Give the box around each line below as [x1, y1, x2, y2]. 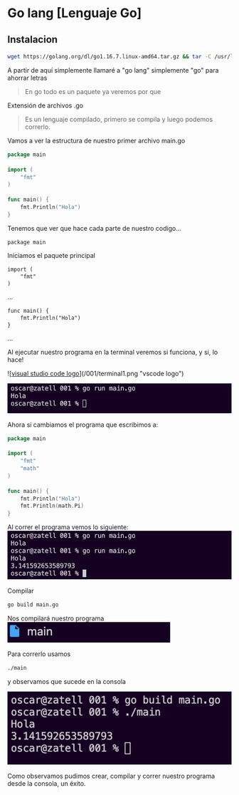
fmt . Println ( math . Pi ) [20, 502, 84, 510]
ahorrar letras [7, 73, 48, 82]
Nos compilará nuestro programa [7, 614, 105, 623]
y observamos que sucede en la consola [7, 677, 127, 686]
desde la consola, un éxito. [7, 779, 86, 788]
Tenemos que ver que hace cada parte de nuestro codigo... [7, 224, 181, 232]
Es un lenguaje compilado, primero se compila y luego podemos [24, 115, 213, 123]
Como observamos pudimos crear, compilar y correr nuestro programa [7, 771, 216, 780]
